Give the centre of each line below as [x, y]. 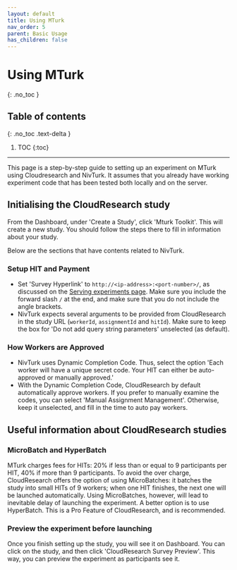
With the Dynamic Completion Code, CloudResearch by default [109, 385]
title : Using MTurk [36, 20]
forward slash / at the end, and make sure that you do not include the [119, 299]
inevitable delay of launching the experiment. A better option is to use [108, 502]
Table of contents [47, 117]
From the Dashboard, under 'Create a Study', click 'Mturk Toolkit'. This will [115, 222]
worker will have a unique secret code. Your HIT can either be [107, 370]
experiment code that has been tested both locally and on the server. [108, 182]
